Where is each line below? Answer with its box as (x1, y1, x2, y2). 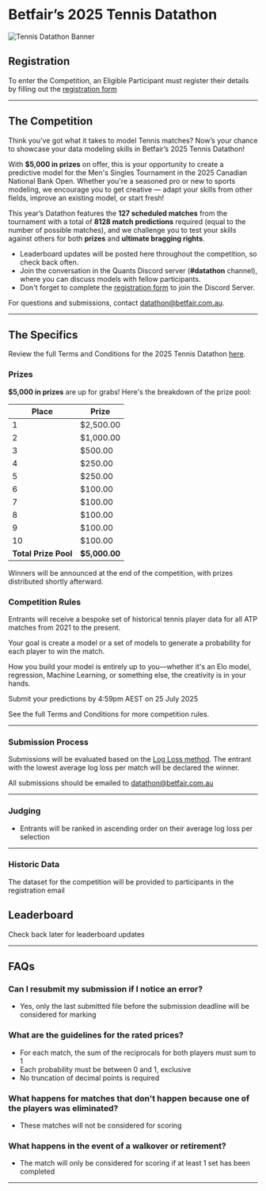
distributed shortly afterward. (8, 576, 104, 586)
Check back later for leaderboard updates (8, 929, 145, 939)
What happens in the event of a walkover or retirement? (8, 1140, 227, 1151)
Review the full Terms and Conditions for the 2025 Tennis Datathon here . (8, 349, 246, 359)
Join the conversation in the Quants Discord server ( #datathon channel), (19, 265, 258, 275)
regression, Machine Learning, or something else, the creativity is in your (8, 670, 247, 679)
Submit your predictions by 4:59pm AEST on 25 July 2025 (8, 694, 199, 703)
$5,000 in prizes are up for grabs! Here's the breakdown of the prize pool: (8, 386, 252, 397)
